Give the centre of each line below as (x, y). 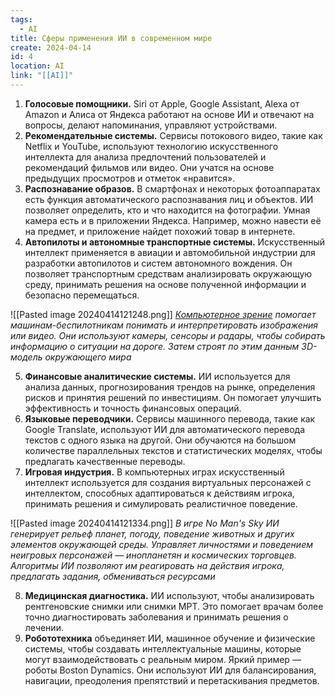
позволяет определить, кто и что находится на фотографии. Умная (167, 210)
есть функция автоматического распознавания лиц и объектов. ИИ (169, 199)
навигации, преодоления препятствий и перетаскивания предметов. (172, 680)
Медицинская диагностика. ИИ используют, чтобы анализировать (169, 595)
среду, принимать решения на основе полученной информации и (165, 284)
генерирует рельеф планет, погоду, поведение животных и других (152, 533)
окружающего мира (88, 357)
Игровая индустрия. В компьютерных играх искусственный (154, 472)
